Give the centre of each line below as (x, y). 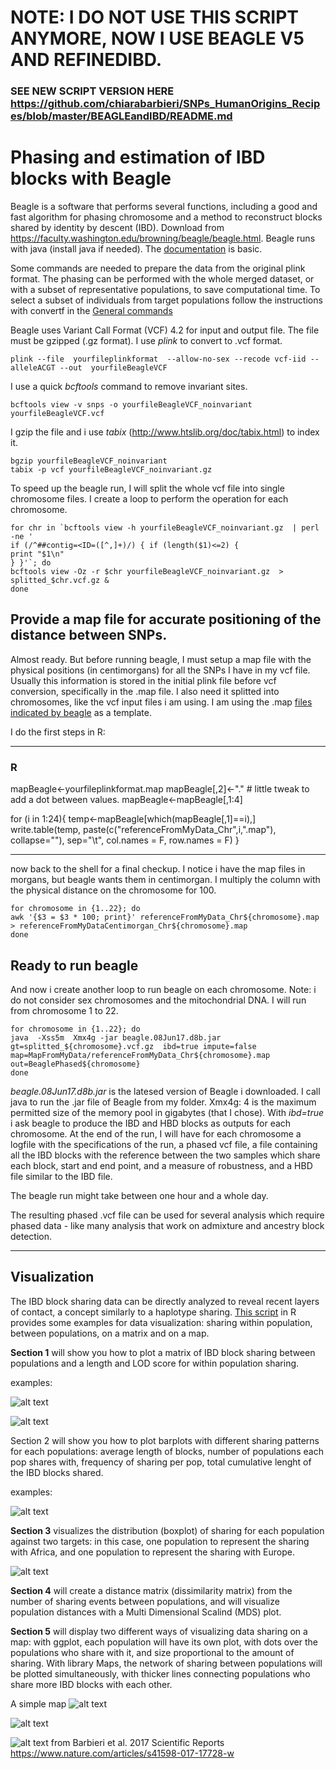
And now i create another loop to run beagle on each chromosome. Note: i (163, 989)
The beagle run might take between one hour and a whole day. (139, 1195)
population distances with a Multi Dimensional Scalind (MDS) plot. (146, 1612)
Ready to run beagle (74, 965)
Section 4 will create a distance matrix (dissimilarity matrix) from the (151, 1590)
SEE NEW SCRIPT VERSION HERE (92, 91)
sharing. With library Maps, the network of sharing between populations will (166, 1663)
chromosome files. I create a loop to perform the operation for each (149, 499)
